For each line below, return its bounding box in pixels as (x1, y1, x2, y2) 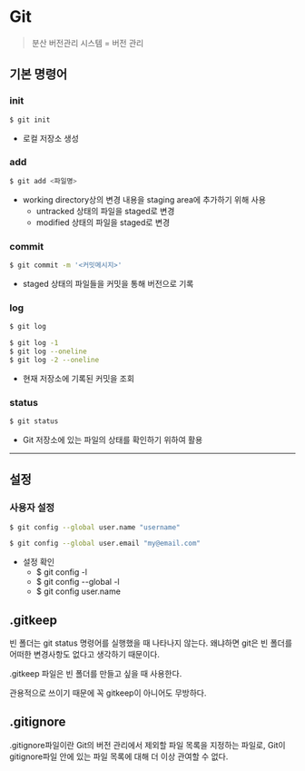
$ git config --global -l (35, 577, 120, 588)
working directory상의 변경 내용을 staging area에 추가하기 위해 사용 (22, 193, 266, 205)
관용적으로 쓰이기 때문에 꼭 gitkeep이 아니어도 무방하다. (9, 687, 207, 698)
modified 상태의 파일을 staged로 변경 (35, 216, 171, 228)
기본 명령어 (9, 66, 68, 83)
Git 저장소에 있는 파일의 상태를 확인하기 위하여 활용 (22, 434, 203, 445)
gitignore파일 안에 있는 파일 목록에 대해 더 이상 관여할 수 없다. (9, 751, 229, 762)
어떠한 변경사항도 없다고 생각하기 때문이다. (9, 649, 161, 660)
